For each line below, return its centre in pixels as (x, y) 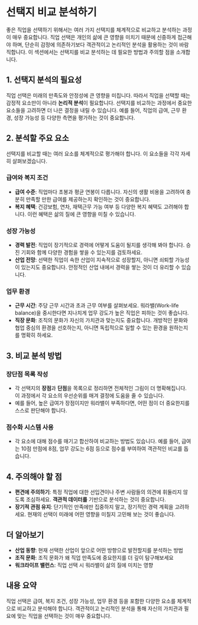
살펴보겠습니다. (30, 161)
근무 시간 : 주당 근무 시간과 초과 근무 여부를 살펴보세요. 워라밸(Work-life (97, 306)
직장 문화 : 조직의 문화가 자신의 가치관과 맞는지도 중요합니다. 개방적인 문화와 (101, 321)
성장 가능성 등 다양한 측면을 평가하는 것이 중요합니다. (74, 118)
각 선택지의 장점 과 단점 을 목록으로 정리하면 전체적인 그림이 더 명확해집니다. (101, 388)
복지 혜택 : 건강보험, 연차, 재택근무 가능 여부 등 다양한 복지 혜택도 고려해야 (99, 207)
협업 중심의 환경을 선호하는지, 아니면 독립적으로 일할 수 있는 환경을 (91, 328)
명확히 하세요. (37, 335)
